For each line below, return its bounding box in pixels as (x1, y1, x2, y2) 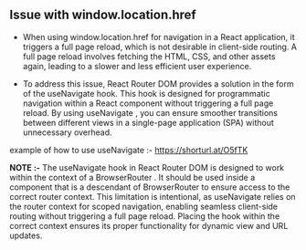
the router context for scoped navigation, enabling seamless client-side (9, 201, 279, 212)
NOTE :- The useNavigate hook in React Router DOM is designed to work (9, 161, 285, 172)
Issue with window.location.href (9, 7, 196, 23)
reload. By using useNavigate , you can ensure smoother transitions (22, 107, 279, 118)
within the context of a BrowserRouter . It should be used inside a (9, 172, 256, 182)
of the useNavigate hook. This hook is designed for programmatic (22, 88, 271, 99)
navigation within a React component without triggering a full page (22, 98, 274, 109)
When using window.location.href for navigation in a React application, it (22, 31, 295, 42)
